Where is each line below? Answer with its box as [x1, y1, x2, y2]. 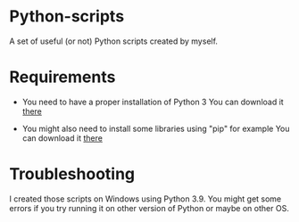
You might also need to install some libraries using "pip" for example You [21, 123, 290, 134]
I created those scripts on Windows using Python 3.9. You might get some [9, 193, 282, 204]
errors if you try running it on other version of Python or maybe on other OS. [9, 202, 290, 213]
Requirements [9, 67, 116, 87]
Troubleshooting [9, 164, 136, 185]
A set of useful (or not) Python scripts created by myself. [9, 36, 219, 46]
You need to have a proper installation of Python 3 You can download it [21, 96, 284, 107]
